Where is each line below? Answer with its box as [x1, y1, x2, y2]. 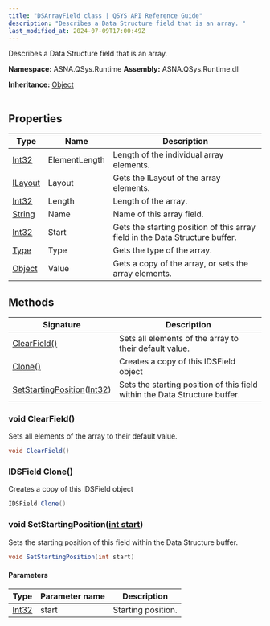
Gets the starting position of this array [112, 222, 256, 233]
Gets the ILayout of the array [112, 172, 221, 183]
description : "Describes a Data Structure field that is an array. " [8, 19, 247, 27]
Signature [43, 319, 82, 330]
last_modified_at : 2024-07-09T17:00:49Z [8, 27, 146, 35]
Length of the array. [112, 196, 188, 207]
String [12, 208, 35, 220]
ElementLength [47, 154, 106, 166]
